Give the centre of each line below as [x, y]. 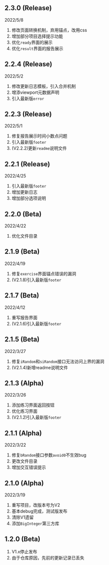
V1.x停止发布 [24, 551]
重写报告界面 [24, 317]
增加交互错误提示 [29, 467]
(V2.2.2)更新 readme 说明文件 [39, 148]
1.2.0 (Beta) [23, 539]
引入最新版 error [28, 98]
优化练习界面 [24, 411]
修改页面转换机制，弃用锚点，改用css [49, 30]
